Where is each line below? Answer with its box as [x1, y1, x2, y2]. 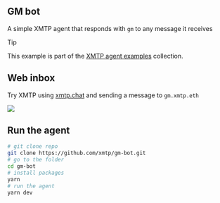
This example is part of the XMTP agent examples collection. [7, 51, 184, 60]
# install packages [7, 169, 65, 176]
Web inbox [7, 72, 56, 84]
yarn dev [7, 189, 33, 196]
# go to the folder [7, 156, 65, 164]
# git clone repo [7, 143, 58, 150]
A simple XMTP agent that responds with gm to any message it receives [7, 24, 213, 32]
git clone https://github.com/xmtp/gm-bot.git [7, 149, 146, 157]
